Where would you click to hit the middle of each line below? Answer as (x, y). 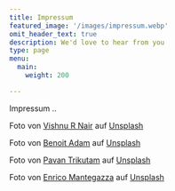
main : (28, 68)
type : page (29, 51)
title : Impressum (41, 17)
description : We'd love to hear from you (87, 42)
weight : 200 (47, 76)
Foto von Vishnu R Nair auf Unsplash (76, 125)
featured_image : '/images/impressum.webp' (89, 26)
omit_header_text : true (53, 34)
